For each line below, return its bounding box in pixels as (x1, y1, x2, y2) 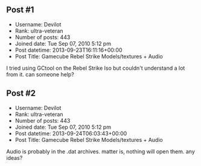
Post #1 (6, 5, 34, 15)
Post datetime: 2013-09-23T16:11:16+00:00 (14, 46, 123, 54)
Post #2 (6, 88, 36, 99)
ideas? (6, 154, 23, 161)
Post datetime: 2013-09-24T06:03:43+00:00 (14, 129, 127, 137)
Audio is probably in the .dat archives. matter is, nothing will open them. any (6, 147, 195, 155)
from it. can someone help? (6, 70, 74, 78)
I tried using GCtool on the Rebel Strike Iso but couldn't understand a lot (6, 64, 185, 72)
